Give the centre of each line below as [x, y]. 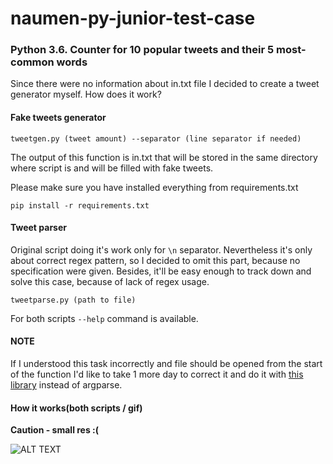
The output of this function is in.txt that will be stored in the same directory [164, 157]
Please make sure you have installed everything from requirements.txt [154, 187]
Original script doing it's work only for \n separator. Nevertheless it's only [161, 249]
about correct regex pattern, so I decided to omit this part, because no [155, 260]
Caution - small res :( [55, 430]
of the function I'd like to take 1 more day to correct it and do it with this [157, 374]
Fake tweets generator [58, 118]
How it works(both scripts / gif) [76, 408]
